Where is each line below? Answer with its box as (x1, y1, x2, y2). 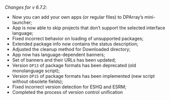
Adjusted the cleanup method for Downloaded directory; (12, 46, 131, 52)
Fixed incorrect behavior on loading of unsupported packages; (12, 35, 144, 41)
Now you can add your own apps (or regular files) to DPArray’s (12, 14, 144, 20)
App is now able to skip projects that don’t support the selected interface (12, 25, 165, 31)
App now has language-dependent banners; (12, 52, 105, 58)
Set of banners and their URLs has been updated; (12, 57, 117, 63)
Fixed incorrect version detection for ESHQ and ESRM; (12, 84, 127, 90)
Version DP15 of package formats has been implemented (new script (12, 73, 155, 79)
